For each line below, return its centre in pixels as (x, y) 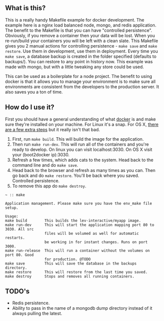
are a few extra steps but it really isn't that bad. (53, 129)
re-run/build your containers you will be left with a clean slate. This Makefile (82, 41)
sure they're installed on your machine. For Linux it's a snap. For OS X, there (82, 124)
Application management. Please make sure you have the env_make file (79, 203)
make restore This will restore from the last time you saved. (76, 272)
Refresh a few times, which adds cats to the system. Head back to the (83, 160)
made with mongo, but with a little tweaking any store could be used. (75, 67)
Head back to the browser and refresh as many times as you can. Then (84, 170)
